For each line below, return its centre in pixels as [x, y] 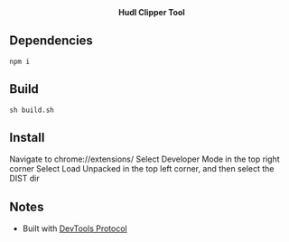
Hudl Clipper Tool [152, 12]
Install [27, 138]
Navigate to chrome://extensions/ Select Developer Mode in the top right [144, 159]
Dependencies [51, 41]
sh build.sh [32, 110]
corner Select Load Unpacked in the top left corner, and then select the [142, 169]
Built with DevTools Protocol [75, 228]
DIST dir [24, 179]
